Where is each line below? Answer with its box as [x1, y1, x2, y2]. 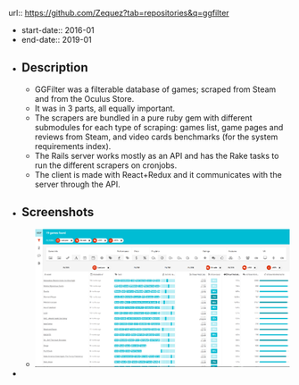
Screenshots [21, 205, 95, 220]
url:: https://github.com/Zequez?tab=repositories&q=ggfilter [8, 8, 229, 18]
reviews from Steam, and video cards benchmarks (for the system [34, 131, 278, 142]
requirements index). [34, 140, 112, 151]
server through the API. [34, 179, 121, 189]
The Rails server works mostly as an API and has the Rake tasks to [34, 150, 279, 161]
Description [21, 60, 88, 75]
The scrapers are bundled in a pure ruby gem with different [34, 112, 253, 123]
